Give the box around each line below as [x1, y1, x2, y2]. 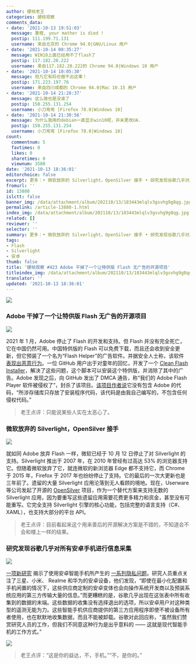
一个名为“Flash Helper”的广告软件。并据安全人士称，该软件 [41, 352, 184, 359]
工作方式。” [16, 628, 42, 635]
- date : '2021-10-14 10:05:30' [6, 69, 82, 74]
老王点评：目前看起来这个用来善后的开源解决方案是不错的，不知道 [20, 521, 179, 528]
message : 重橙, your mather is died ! [11, 30, 104, 36]
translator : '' [6, 275, 43, 281]
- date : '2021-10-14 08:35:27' [6, 47, 82, 53]
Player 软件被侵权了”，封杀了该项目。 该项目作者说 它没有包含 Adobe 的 [6, 381, 177, 388]
